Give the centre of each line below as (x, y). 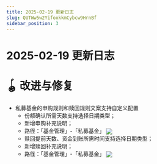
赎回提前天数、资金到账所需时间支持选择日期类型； (89, 138)
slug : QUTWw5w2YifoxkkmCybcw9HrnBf (52, 18)
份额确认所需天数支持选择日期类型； (70, 115)
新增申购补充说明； (49, 123)
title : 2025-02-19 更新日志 (40, 12)
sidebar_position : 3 (33, 23)
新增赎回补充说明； (49, 146)
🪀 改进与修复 (40, 86)
